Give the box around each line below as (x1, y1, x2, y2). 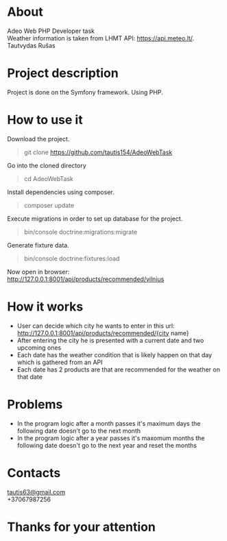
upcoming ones (16, 344, 62, 352)
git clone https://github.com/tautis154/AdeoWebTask (23, 148, 173, 156)
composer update (23, 201, 75, 209)
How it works (7, 299, 84, 314)
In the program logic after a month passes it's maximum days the (16, 419, 201, 427)
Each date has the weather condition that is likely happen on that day (16, 350, 213, 359)
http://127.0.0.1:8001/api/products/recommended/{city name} (16, 328, 189, 337)
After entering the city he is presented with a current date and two (16, 336, 204, 344)
